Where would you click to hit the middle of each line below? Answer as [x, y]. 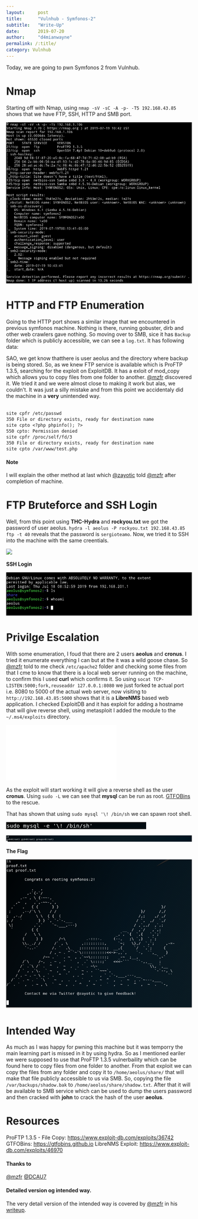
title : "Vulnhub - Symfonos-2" [51, 19]
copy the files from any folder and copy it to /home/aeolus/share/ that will [95, 1072]
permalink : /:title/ [32, 44]
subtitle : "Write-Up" [35, 25]
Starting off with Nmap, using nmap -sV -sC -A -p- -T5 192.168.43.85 [91, 108]
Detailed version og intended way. [49, 1190]
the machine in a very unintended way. [54, 395]
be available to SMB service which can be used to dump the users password [99, 1091]
